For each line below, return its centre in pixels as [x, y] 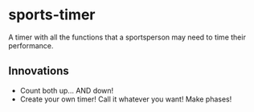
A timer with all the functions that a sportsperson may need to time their [127, 37]
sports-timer [52, 15]
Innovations [39, 71]
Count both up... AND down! [67, 90]
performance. [31, 45]
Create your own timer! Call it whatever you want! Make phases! [126, 99]
